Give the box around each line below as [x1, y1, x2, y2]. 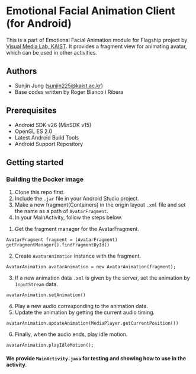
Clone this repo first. [14, 189, 65, 196]
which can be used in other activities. [6, 49, 98, 56]
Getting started [6, 157, 64, 167]
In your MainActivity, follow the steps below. [14, 214, 123, 221]
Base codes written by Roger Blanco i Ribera [14, 88, 124, 96]
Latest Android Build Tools [14, 134, 79, 141]
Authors [6, 66, 37, 77]
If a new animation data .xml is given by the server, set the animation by [14, 274, 191, 281]
